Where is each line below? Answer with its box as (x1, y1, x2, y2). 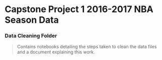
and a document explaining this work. (17, 49, 95, 55)
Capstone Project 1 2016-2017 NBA (5, 4, 154, 15)
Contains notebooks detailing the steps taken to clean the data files (17, 44, 157, 50)
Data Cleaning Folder (5, 32, 57, 39)
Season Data (5, 14, 59, 26)
